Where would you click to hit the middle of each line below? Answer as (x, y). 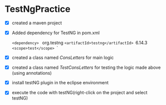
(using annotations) (32, 73)
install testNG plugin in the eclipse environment (60, 83)
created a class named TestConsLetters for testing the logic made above (86, 67)
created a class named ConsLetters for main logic (63, 57)
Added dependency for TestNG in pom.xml (56, 33)
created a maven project (37, 23)
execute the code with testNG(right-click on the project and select (80, 93)
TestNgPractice (38, 9)
